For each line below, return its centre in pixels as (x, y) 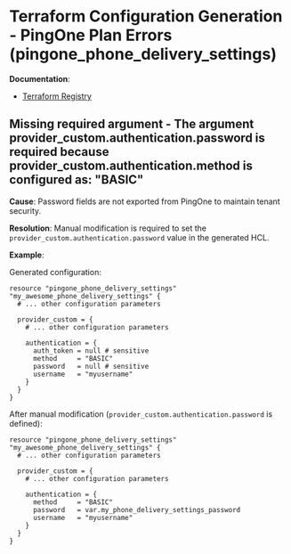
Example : (27, 255)
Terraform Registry (57, 96)
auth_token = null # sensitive (91, 350)
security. (25, 210)
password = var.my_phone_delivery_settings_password (137, 509)
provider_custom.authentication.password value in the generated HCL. (139, 237)
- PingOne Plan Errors (91, 35)
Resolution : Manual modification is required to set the (108, 228)
